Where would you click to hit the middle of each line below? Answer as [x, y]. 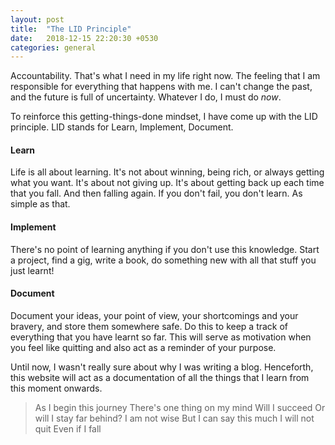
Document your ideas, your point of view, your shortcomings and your [154, 315]
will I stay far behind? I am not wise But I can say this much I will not [174, 418]
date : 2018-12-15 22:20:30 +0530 [84, 38]
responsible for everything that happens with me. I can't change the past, [161, 87]
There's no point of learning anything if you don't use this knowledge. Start [165, 249]
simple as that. [40, 204]
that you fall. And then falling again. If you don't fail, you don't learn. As [156, 193]
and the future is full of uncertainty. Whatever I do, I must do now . [146, 97]
